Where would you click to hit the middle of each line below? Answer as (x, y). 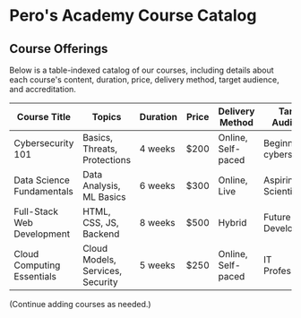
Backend (101, 234)
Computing (37, 265)
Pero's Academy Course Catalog (133, 16)
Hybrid (232, 223)
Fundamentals (44, 191)
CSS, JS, (100, 223)
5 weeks (157, 265)
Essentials (35, 276)
